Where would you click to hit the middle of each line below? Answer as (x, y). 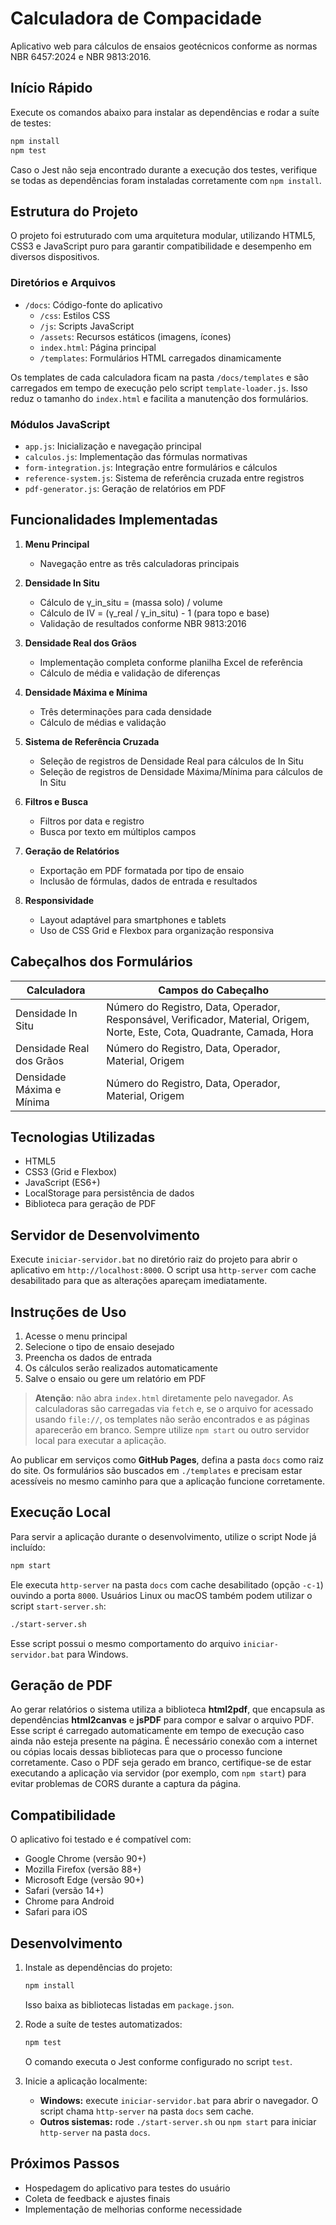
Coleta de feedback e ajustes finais (97, 2198)
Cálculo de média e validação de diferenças (130, 673)
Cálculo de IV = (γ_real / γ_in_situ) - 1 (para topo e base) (154, 613)
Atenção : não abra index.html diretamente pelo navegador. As (164, 1398)
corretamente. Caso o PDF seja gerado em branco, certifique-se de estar (161, 1763)
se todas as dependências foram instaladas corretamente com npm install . (166, 180)
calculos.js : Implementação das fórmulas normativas (136, 456)
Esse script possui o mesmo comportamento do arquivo (125, 1643)
